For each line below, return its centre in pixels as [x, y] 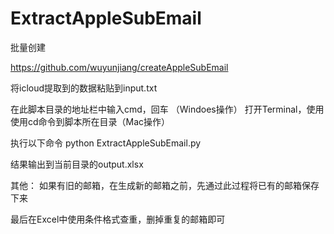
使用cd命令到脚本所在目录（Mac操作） [90, 121]
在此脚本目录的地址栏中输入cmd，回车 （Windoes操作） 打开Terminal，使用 [167, 109]
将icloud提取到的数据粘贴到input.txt [84, 88]
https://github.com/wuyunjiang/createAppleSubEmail [119, 67]
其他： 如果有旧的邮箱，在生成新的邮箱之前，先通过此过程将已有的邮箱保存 [165, 185]
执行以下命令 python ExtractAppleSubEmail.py [106, 143]
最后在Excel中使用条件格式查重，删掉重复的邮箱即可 [118, 219]
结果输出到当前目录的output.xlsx [77, 164]
